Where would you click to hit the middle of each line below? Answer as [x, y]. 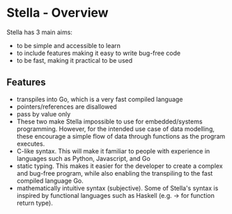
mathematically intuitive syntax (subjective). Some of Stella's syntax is [117, 188]
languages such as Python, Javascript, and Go [83, 158]
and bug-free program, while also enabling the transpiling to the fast [115, 173]
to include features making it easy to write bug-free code [99, 53]
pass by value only [44, 114]
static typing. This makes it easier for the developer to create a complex [120, 166]
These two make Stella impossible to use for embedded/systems [109, 121]
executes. [31, 144]
